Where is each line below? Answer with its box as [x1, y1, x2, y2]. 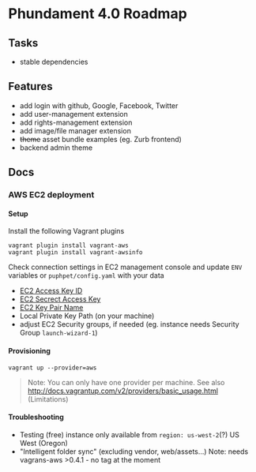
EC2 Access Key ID [19, 286, 83, 296]
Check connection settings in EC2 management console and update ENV [8, 262, 243, 272]
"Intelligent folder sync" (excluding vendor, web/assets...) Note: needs [19, 447, 249, 456]
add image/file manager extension [19, 125, 132, 135]
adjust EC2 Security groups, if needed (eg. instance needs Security [19, 320, 239, 329]
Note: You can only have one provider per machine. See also [27, 377, 225, 387]
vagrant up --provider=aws [8, 364, 97, 372]
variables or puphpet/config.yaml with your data [8, 271, 164, 280]
